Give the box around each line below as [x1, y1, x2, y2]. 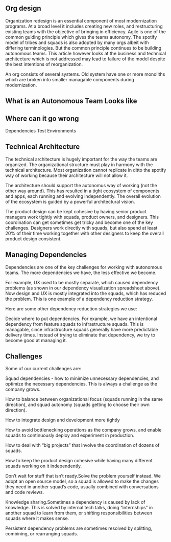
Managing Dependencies [5, 251, 87, 259]
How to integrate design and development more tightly [5, 417, 120, 423]
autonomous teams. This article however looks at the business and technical [5, 50, 166, 56]
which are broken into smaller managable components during [5, 76, 134, 82]
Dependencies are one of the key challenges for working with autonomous [5, 264, 162, 270]
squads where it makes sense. [5, 515, 69, 522]
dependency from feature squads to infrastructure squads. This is [5, 321, 144, 327]
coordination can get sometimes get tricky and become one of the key [5, 219, 153, 225]
